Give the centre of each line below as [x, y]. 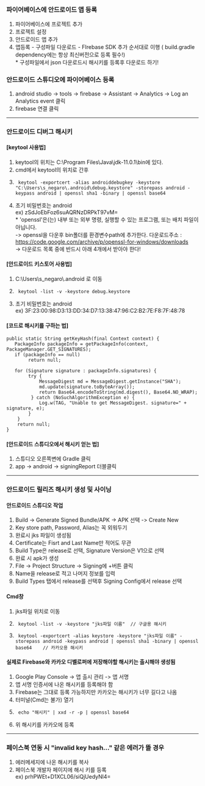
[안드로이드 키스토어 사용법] [39, 264]
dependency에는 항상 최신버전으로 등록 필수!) [70, 55]
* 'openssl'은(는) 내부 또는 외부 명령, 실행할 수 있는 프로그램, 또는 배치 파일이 [107, 219]
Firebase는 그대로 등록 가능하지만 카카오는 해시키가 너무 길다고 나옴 [96, 692]
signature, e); [26, 408]
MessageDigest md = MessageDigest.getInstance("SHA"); [110, 382]
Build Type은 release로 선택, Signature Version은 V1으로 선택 [90, 551]
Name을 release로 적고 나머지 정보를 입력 [65, 574]
